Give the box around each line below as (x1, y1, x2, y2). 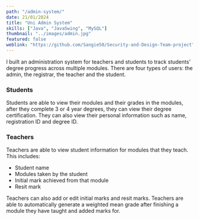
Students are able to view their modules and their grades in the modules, (6, 99, 184, 106)
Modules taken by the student (14, 171, 88, 178)
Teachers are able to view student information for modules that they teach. (6, 146, 188, 153)
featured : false (6, 36, 46, 42)
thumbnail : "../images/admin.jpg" (6, 31, 92, 37)
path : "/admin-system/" (6, 8, 65, 15)
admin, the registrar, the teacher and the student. (6, 71, 126, 78)
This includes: (6, 153, 40, 160)
